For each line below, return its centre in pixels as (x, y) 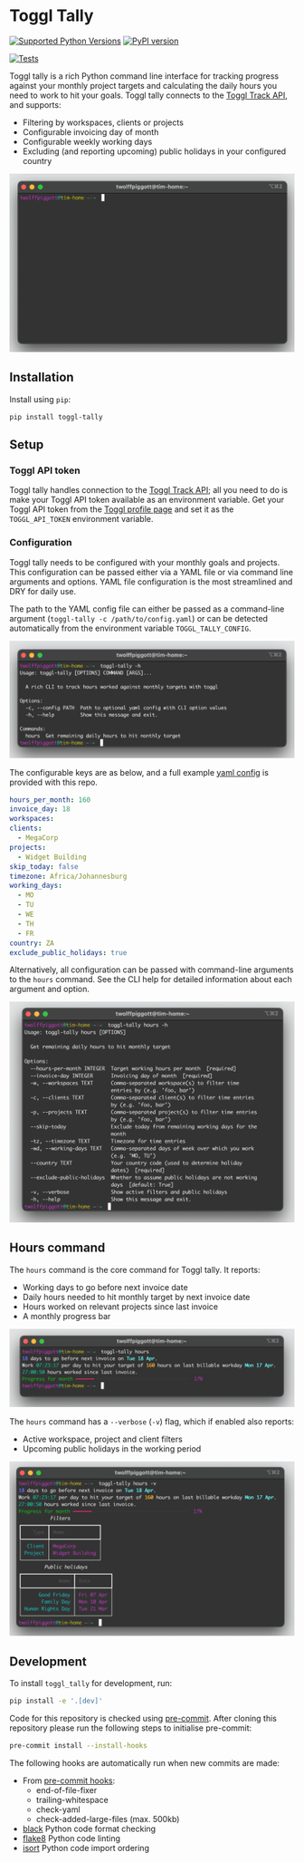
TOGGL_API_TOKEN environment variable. (81, 519)
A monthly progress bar (66, 1316)
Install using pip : (40, 399)
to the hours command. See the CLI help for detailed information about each (151, 979)
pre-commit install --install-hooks (78, 1746)
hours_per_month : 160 (50, 800)
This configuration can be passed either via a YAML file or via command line (152, 572)
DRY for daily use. (43, 591)
